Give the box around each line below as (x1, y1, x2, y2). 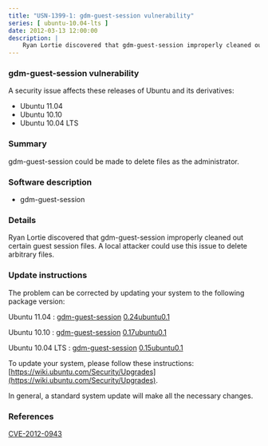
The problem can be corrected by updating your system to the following (8, 288, 245, 297)
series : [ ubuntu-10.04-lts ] (8, 19, 109, 27)
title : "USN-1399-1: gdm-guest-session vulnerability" (8, 11, 195, 20)
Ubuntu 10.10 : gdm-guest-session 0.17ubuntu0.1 (8, 327, 167, 336)
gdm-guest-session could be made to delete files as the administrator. (8, 157, 239, 166)
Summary (8, 138, 48, 149)
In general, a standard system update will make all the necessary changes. (8, 391, 254, 400)
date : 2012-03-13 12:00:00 (8, 26, 98, 34)
